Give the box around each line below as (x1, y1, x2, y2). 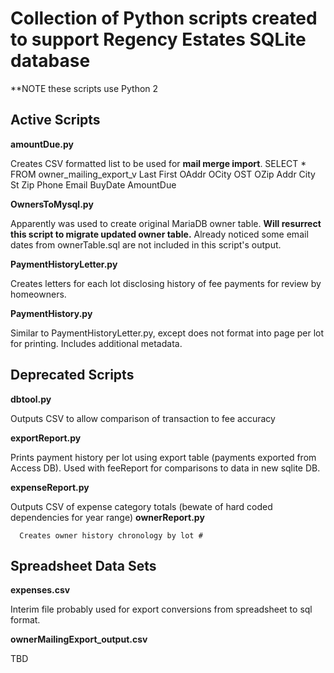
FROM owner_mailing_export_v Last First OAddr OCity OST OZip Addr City (10, 168, 316, 180)
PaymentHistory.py (10, 307, 93, 319)
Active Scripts (10, 112, 101, 129)
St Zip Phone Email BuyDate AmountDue (10, 178, 177, 191)
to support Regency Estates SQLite (10, 28, 307, 51)
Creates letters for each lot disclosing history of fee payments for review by (10, 277, 322, 289)
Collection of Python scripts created (10, 7, 318, 30)
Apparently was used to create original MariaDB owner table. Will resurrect (10, 217, 322, 229)
